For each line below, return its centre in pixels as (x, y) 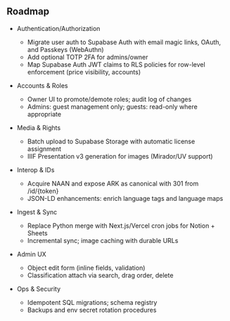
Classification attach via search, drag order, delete (100, 275)
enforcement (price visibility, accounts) (84, 72)
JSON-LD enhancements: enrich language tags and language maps (125, 198)
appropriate (44, 114)
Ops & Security (39, 289)
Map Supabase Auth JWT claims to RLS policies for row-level (116, 64)
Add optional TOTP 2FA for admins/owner (88, 57)
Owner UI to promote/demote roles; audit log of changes (109, 99)
